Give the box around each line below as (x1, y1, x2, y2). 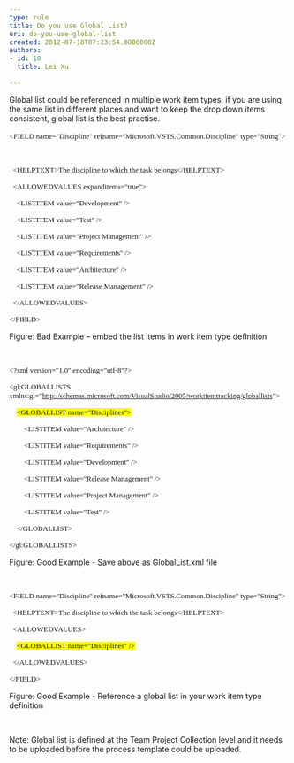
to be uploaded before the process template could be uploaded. (9, 744, 242, 754)
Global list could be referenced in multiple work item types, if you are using (9, 94, 283, 104)
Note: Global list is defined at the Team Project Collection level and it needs (9, 734, 283, 744)
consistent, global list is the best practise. (9, 112, 161, 124)
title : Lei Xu (17, 63, 69, 72)
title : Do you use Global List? (9, 21, 128, 30)
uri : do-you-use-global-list (9, 29, 117, 38)
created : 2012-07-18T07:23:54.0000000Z (9, 37, 156, 47)
